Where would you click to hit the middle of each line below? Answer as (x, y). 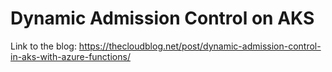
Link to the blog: (43, 46)
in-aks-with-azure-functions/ (70, 56)
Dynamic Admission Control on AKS (162, 18)
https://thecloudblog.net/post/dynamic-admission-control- (200, 46)
